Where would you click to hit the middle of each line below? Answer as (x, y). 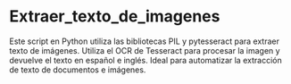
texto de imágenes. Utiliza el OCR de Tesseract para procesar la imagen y (145, 50)
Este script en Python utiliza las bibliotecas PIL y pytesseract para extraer (144, 41)
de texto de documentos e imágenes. (78, 70)
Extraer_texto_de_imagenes (115, 17)
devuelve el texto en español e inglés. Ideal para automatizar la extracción (146, 60)
